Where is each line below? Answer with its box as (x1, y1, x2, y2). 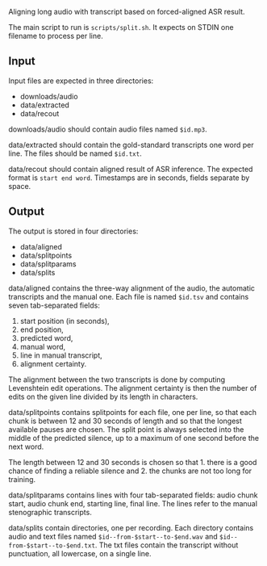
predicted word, (19, 333, 73, 342)
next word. (8, 442, 44, 451)
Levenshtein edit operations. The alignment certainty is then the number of (8, 383, 257, 392)
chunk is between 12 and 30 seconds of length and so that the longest (8, 416, 242, 426)
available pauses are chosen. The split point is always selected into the (8, 424, 244, 434)
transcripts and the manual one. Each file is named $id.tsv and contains (8, 291, 249, 301)
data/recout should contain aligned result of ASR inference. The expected (8, 164, 253, 174)
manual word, (19, 342, 66, 351)
